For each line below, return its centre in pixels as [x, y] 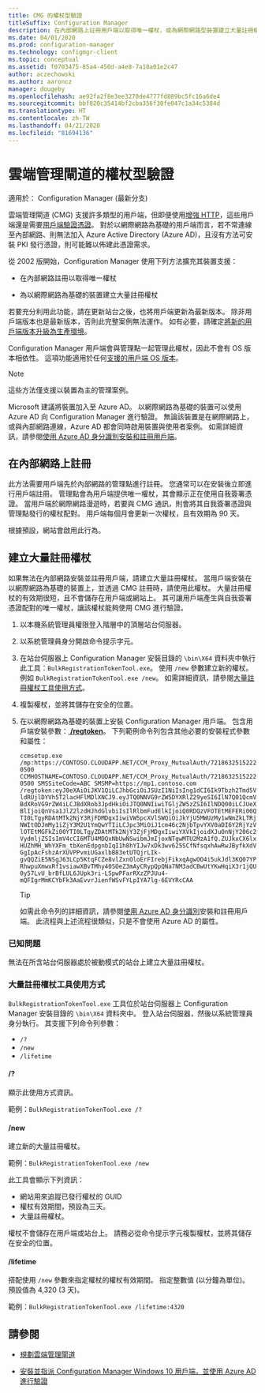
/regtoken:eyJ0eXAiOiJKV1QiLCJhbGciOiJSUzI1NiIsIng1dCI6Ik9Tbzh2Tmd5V [138, 790]
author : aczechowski [42, 74]
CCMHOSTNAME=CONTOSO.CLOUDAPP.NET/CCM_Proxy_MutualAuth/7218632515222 [138, 777]
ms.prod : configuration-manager [61, 45]
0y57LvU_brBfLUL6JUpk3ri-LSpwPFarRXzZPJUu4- [94, 873]
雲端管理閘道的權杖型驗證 [91, 174]
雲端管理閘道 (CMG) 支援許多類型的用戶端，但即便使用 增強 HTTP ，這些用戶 [131, 215]
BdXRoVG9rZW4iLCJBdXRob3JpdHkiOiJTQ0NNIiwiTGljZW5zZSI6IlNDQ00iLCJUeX [138, 805]
